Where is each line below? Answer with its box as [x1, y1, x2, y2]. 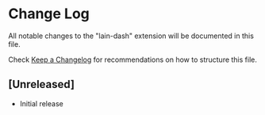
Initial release [19, 98, 63, 108]
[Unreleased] [8, 78, 75, 91]
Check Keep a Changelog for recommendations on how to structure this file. [8, 55, 258, 64]
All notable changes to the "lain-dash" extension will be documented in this [8, 31, 254, 40]
